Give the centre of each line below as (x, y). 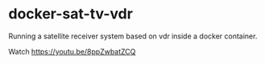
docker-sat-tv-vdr (70, 14)
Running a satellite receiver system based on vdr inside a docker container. (133, 36)
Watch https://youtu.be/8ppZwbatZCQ (72, 51)
